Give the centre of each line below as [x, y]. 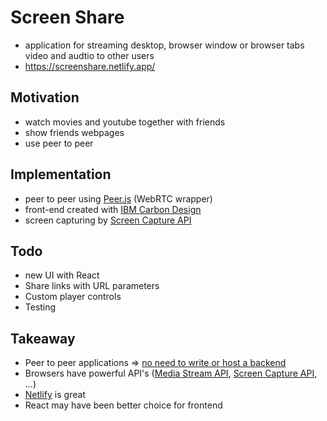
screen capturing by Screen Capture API [108, 220]
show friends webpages [74, 132]
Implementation [61, 174]
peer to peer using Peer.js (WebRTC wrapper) [118, 198]
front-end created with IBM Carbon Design [113, 209]
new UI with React [62, 275]
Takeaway [43, 338]
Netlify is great [55, 395]
